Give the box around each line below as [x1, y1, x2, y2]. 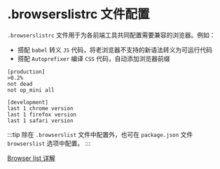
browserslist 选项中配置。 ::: [7, 139, 91, 147]
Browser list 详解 [7, 154, 56, 162]
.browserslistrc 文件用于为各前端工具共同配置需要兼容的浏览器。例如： [7, 31, 216, 39]
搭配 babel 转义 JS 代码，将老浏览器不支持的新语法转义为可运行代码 [17, 45, 212, 54]
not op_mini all [7, 87, 55, 94]
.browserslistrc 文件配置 [7, 6, 150, 22]
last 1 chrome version [7, 105, 74, 112]
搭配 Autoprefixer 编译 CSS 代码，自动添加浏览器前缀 [17, 54, 170, 63]
